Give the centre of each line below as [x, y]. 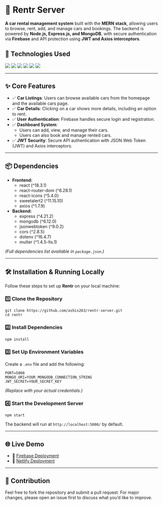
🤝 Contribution [27, 481]
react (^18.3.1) [33, 185]
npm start [15, 415]
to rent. [19, 114]
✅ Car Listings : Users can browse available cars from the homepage [81, 98]
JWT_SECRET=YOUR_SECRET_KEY [33, 382]
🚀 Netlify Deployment [33, 461]
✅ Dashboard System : [35, 124]
